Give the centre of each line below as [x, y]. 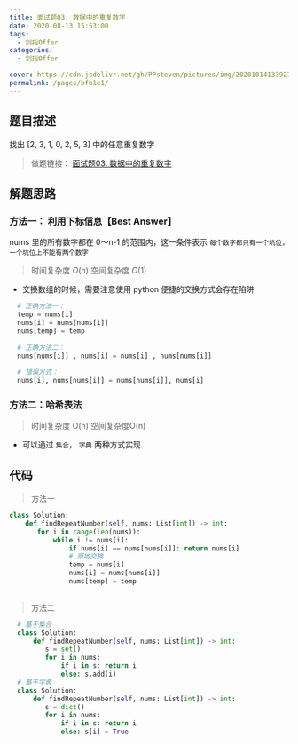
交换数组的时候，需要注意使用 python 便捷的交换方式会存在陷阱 [138, 289]
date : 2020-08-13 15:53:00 [59, 26]
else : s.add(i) [89, 674]
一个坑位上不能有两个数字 [49, 253]
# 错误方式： [38, 372]
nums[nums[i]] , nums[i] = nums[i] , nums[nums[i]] [115, 356]
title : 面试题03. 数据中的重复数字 [67, 17]
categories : [31, 51]
